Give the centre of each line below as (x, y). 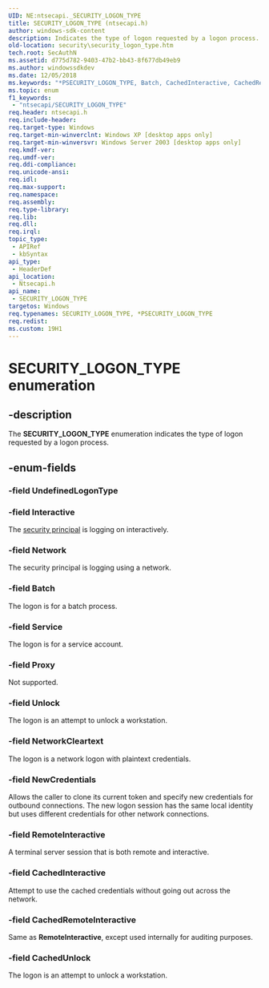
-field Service (36, 627)
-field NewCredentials (52, 780)
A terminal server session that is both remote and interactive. (109, 852)
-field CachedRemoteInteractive (72, 920)
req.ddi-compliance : (43, 165)
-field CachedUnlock (50, 958)
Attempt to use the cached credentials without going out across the (119, 890)
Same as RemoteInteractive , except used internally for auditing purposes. (131, 937)
